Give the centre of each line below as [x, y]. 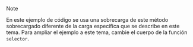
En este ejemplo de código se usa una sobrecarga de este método [87, 20]
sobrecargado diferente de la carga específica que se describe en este [93, 26]
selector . [18, 38]
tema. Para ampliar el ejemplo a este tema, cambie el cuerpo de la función [97, 32]
